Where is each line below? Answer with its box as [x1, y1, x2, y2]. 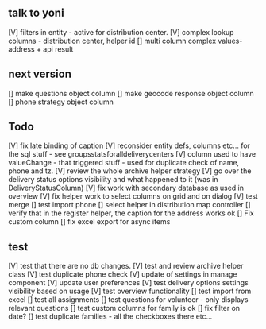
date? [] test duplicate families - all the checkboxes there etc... [8, 312, 213, 321]
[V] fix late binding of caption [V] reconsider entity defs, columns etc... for [8, 141, 250, 150]
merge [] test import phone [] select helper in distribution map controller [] [8, 200, 252, 210]
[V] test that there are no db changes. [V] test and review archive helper [8, 261, 244, 271]
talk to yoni [8, 6, 65, 20]
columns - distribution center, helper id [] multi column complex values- [8, 36, 243, 45]
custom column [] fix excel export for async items [8, 217, 171, 226]
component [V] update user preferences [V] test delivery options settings [8, 278, 249, 288]
